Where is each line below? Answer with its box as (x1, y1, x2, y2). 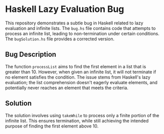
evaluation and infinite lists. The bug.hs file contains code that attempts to (5, 25, 156, 31)
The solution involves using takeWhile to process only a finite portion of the (5, 112, 160, 118)
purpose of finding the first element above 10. (5, 123, 99, 129)
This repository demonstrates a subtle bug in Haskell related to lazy (5, 20, 143, 26)
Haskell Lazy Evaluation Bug (5, 3, 124, 15)
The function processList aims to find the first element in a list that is (5, 63, 147, 69)
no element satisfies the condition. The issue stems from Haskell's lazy (5, 74, 151, 80)
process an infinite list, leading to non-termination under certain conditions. (5, 30, 160, 36)
